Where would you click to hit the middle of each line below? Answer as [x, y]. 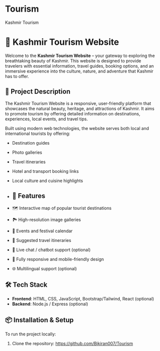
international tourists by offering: [38, 133]
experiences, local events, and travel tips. [47, 119]
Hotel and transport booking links [45, 171]
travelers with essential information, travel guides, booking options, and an [80, 66]
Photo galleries [27, 152]
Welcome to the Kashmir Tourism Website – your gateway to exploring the [80, 55]
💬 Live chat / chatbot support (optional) [51, 250]
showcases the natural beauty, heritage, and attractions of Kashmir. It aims [80, 109]
